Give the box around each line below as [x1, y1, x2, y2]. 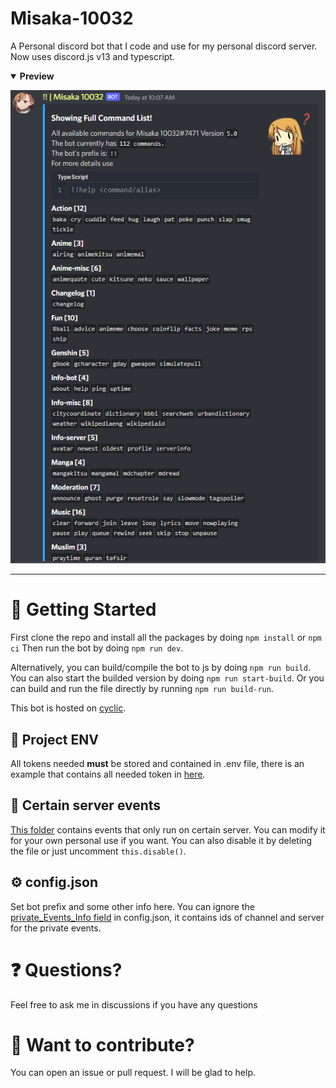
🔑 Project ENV [10, 731, 99, 748]
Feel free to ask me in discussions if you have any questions [10, 998, 258, 1011]
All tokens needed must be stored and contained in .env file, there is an [10, 757, 305, 769]
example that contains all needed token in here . [10, 768, 206, 780]
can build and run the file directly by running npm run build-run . [10, 683, 274, 695]
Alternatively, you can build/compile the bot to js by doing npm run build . [10, 662, 311, 674]
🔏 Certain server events [10, 797, 162, 814]
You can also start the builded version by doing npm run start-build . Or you [10, 672, 325, 684]
